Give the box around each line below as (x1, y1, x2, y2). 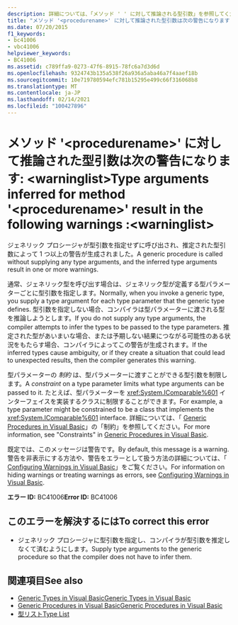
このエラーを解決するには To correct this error (7, 515, 210, 528)
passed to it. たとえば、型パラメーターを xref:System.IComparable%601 (7, 388, 218, 397)
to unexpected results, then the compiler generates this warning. (7, 356, 196, 364)
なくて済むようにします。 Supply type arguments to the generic (17, 544, 202, 553)
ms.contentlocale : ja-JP (7, 89, 81, 96)
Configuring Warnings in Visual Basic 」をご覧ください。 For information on (7, 462, 225, 471)
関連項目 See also (7, 575, 84, 587)
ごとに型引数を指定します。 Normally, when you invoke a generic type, (19, 288, 225, 297)
